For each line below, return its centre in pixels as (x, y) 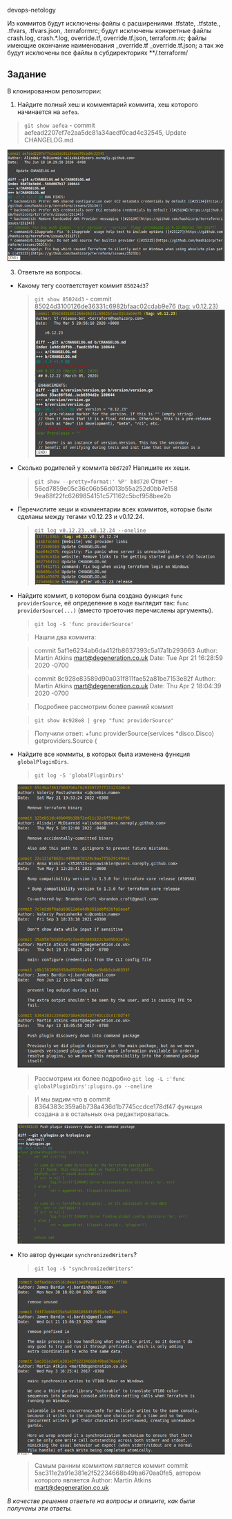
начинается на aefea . (48, 112)
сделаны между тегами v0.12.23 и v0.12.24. (81, 516)
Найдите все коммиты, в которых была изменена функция (104, 754)
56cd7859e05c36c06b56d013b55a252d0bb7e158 (106, 488)
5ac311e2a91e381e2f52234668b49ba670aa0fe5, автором (118, 1473)
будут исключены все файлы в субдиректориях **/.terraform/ (98, 53)
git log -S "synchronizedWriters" (84, 1269)
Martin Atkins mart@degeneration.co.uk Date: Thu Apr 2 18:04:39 (128, 686)
